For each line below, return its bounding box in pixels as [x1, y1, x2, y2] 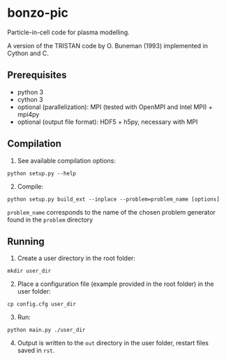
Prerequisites [7, 69, 67, 81]
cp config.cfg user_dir [7, 301, 77, 308]
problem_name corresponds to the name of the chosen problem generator [7, 208, 216, 216]
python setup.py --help [7, 170, 77, 177]
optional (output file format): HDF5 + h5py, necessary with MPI [17, 117, 198, 126]
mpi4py [17, 110, 40, 118]
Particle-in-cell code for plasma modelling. [7, 28, 130, 36]
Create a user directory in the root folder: [17, 254, 136, 263]
